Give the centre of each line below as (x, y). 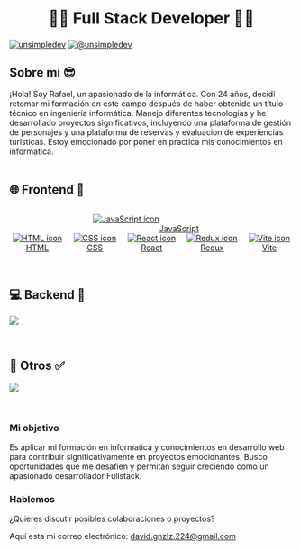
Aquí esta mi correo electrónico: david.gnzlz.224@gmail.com (123, 536)
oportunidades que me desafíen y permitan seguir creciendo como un (139, 466)
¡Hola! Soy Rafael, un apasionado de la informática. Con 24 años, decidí (142, 95)
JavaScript (179, 229)
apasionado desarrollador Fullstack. (76, 476)
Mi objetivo (35, 428)
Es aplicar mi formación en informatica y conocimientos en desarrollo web (147, 447)
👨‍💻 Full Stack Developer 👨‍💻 (151, 18)
